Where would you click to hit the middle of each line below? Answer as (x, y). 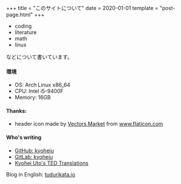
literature (26, 32)
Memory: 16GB (33, 98)
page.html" (20, 15)
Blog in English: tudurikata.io (41, 174)
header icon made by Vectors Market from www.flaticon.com (89, 124)
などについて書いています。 (39, 57)
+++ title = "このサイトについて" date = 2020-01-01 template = (82, 8)
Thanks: (17, 111)
